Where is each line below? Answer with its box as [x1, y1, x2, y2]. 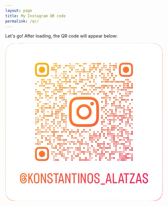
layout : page [5, 8, 32, 13]
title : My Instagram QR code [5, 13, 66, 19]
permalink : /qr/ [5, 19, 39, 24]
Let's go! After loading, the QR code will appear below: [5, 33, 118, 39]
